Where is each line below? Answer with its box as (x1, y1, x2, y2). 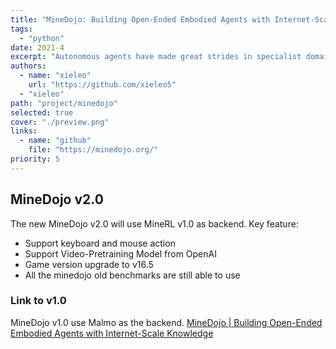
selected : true (10, 107, 74, 118)
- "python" (19, 33, 65, 43)
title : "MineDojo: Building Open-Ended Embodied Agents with (10, 14, 271, 25)
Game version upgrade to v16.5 (24, 258, 154, 270)
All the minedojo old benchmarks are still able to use (24, 269, 241, 281)
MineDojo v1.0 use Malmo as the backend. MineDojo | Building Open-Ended (10, 316, 323, 328)
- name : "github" (19, 136, 92, 146)
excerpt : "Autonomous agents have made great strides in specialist (10, 52, 302, 62)
